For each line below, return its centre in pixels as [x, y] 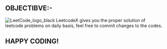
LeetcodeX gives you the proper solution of [101, 20]
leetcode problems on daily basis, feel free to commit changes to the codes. [84, 25]
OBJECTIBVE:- [29, 8]
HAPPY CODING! [32, 41]
